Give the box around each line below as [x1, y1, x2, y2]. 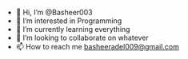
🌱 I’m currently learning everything [15, 25, 130, 33]
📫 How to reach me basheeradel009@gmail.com [15, 42, 180, 51]
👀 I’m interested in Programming [15, 16, 122, 26]
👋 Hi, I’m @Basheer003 [15, 8, 94, 17]
